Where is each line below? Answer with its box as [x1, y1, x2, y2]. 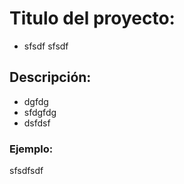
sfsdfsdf [9, 165, 44, 177]
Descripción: [9, 69, 92, 86]
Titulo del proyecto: [9, 7, 176, 30]
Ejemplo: [9, 142, 54, 156]
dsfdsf [23, 117, 51, 129]
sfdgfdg [23, 106, 57, 118]
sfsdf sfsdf [23, 40, 69, 52]
